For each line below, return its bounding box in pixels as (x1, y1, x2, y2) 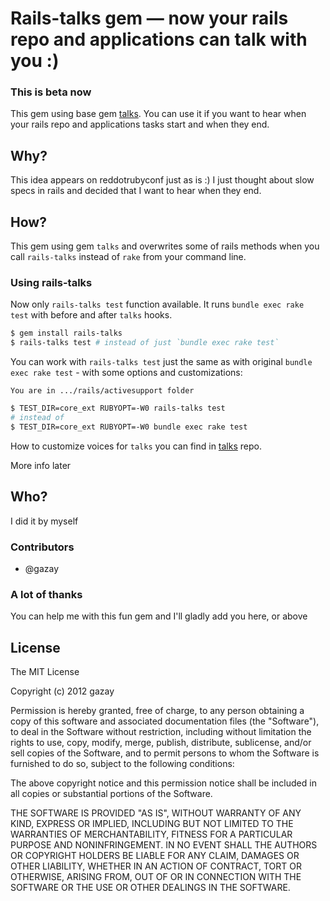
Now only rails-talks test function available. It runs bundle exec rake (10, 298, 305, 311)
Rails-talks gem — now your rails (10, 7, 289, 30)
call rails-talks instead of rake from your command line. (10, 251, 247, 263)
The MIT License (10, 666, 80, 677)
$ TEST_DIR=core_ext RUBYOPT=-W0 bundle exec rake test (10, 422, 248, 432)
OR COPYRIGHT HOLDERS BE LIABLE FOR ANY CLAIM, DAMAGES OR (10, 850, 300, 861)
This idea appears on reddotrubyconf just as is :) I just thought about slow (10, 174, 315, 186)
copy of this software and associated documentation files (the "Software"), (10, 715, 320, 727)
